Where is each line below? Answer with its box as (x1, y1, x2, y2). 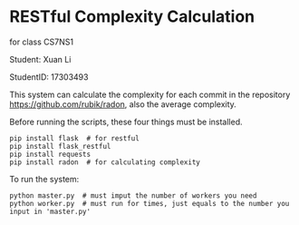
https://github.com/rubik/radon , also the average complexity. (9, 98, 237, 110)
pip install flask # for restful (9, 133, 140, 142)
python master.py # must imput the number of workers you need (9, 191, 257, 201)
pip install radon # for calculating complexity (9, 157, 201, 167)
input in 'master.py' (9, 207, 92, 216)
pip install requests (9, 150, 92, 159)
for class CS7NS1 (9, 36, 74, 47)
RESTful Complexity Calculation (9, 6, 256, 27)
